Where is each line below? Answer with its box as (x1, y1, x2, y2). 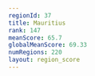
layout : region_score (8, 56, 81, 64)
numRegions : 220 (8, 48, 62, 56)
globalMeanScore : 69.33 (8, 41, 88, 49)
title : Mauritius (8, 19, 66, 27)
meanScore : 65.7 (8, 33, 62, 42)
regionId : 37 (8, 11, 52, 20)
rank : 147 (8, 26, 42, 34)
